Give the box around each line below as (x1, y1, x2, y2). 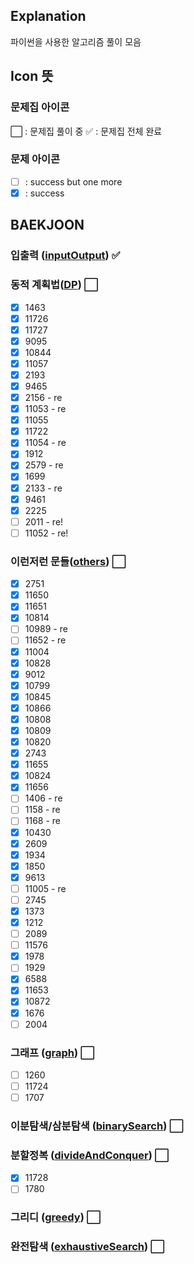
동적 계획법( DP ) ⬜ (10, 278, 99, 292)
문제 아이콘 (10, 152, 61, 166)
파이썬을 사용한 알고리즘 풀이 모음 (10, 35, 142, 48)
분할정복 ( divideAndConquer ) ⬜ (10, 1148, 170, 1162)
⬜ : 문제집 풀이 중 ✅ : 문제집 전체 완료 (10, 125, 163, 137)
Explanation (10, 8, 87, 25)
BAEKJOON (10, 217, 85, 234)
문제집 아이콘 (10, 100, 70, 114)
